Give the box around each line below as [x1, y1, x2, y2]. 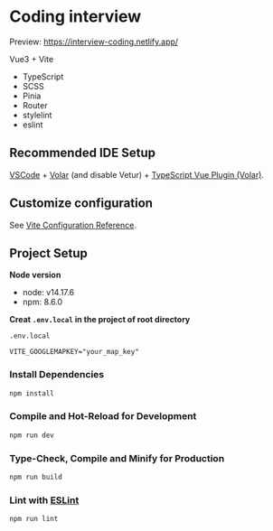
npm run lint [9, 515, 59, 524]
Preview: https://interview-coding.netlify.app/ [9, 36, 179, 47]
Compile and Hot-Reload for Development [9, 410, 197, 423]
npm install [9, 388, 54, 398]
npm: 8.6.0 [22, 296, 63, 308]
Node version [9, 269, 61, 281]
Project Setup [9, 246, 89, 261]
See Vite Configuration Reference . [9, 219, 137, 230]
